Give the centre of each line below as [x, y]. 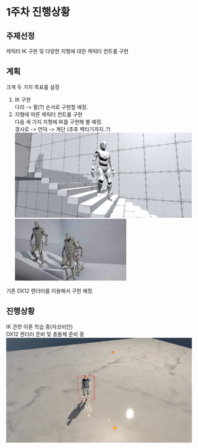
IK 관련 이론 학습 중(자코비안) [39, 327]
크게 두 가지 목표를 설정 [33, 87]
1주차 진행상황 [38, 12]
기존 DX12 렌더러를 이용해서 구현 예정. [50, 291]
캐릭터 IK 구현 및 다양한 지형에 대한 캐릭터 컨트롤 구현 [67, 51]
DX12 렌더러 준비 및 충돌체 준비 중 [45, 334]
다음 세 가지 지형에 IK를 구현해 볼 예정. [59, 121]
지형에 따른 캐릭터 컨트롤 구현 [48, 114]
